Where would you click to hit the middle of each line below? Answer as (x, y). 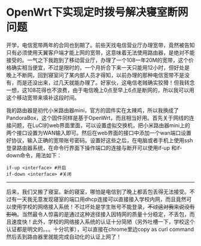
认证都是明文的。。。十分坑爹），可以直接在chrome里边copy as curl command (100, 229)
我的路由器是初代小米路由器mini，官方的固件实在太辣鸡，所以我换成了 (93, 110)
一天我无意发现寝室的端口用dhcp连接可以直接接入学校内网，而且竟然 (101, 199)
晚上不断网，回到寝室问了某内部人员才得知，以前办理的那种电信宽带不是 (95, 75)
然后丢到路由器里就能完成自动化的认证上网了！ (64, 236)
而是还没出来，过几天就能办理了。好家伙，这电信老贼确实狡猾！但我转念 (106, 82)
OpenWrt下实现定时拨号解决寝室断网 (97, 12)
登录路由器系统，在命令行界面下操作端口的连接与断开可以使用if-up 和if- (94, 148)
